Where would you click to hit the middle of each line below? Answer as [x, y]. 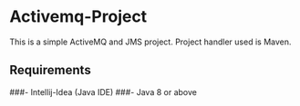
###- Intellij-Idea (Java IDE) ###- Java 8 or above [103, 92]
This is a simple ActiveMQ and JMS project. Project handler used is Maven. [150, 42]
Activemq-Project [78, 17]
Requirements [50, 70]
